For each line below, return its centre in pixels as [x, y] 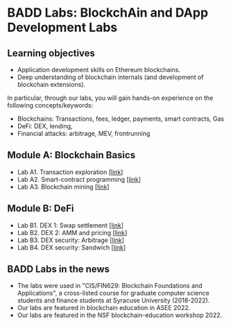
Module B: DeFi [41, 208]
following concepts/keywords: [50, 105]
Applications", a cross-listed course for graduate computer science [113, 293]
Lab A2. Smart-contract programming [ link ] [79, 179]
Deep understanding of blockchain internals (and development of [110, 77]
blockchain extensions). [51, 84]
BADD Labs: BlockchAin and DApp [108, 13]
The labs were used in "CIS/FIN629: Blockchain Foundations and [110, 286]
